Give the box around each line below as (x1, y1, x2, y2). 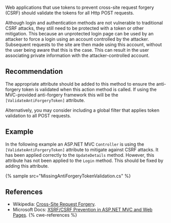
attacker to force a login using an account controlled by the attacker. (5, 36, 149, 42)
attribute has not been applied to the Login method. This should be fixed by (5, 157, 163, 164)
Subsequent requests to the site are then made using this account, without (5, 42, 162, 48)
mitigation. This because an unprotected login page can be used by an (5, 31, 154, 36)
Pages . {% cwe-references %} (12, 212, 78, 218)
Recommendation (5, 67, 63, 76)
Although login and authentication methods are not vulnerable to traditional (5, 20, 163, 26)
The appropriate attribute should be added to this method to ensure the (5, 80, 156, 87)
